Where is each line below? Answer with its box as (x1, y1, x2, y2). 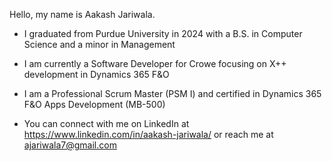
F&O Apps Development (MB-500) (23, 99, 166, 110)
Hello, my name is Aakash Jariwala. (9, 9, 156, 20)
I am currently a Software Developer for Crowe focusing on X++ (23, 58, 287, 69)
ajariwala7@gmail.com (23, 139, 117, 151)
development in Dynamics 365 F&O (23, 69, 170, 80)
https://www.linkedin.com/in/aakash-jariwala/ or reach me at (23, 129, 274, 140)
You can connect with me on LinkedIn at (23, 118, 190, 129)
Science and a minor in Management (23, 39, 176, 50)
